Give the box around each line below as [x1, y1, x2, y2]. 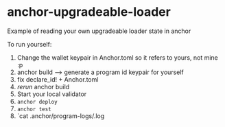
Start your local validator [16, 90, 87, 98]
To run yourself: [7, 40, 52, 48]
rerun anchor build [16, 82, 70, 91]
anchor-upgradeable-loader [7, 4, 171, 20]
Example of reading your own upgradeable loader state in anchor [7, 27, 191, 35]
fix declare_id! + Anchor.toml [16, 75, 99, 83]
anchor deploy [16, 98, 58, 105]
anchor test [16, 106, 51, 113]
